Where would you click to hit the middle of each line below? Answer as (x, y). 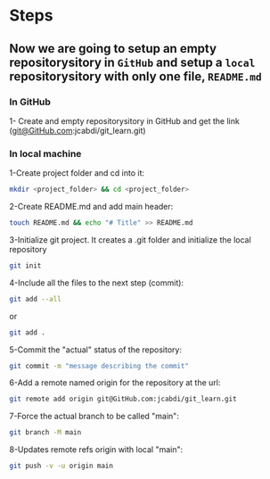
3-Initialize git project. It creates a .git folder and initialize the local (130, 239)
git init (25, 265)
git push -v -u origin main (61, 466)
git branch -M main (45, 433)
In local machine (45, 153)
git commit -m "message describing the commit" (99, 366)
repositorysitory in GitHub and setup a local (132, 62)
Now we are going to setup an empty (113, 49)
